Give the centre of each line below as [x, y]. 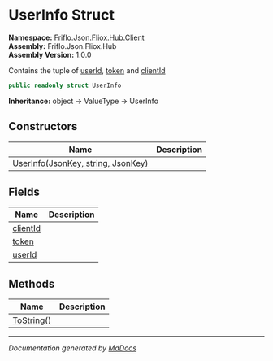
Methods [32, 283]
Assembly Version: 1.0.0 [50, 54]
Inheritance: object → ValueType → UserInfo [84, 101]
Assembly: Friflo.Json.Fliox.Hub [63, 46]
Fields [24, 192]
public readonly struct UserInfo [65, 85]
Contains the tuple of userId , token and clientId [87, 70]
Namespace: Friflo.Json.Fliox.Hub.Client [76, 37]
